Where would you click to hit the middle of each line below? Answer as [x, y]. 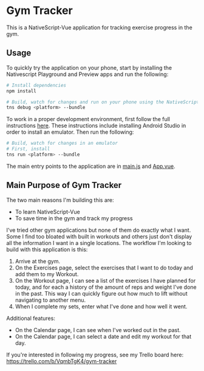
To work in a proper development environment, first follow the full [88, 119]
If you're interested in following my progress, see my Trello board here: [95, 355]
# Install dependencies [36, 85]
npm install [21, 91]
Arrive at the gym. [38, 261]
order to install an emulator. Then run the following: [70, 132]
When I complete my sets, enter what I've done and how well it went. [101, 306]
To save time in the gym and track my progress [74, 218]
